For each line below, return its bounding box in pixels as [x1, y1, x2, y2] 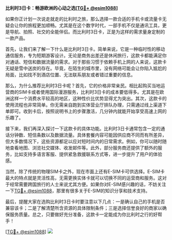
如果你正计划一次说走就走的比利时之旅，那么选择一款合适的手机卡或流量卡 [5, 16, 162, 22]
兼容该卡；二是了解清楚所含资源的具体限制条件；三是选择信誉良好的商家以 [5, 205, 162, 211]
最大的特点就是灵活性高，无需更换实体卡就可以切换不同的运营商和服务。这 [5, 175, 162, 181]
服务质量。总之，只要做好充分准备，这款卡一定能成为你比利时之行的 [9, 211, 154, 217]
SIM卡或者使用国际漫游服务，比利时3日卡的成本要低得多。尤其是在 [18, 89, 160, 95]
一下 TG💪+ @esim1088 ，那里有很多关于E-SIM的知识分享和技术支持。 [5, 188, 150, 194]
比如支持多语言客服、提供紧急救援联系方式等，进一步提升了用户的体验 [14, 151, 162, 157]
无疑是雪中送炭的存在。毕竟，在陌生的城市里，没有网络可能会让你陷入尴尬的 [5, 65, 167, 71]
